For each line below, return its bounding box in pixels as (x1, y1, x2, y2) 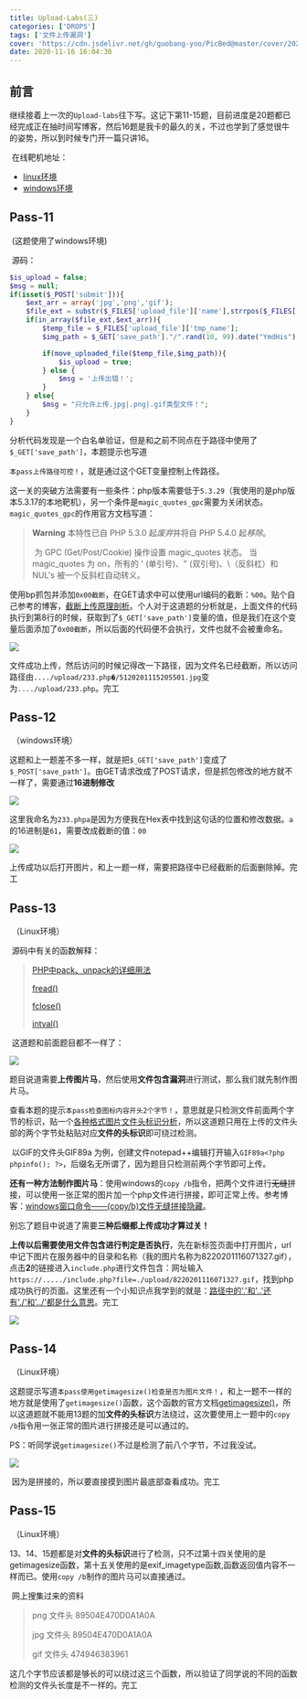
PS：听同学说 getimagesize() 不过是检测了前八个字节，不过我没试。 (9, 1439, 262, 1450)
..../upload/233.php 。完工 (17, 682, 121, 693)
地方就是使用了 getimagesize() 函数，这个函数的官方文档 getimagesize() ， (9, 1397, 283, 1408)
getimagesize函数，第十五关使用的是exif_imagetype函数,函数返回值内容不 (9, 1559, 288, 1570)
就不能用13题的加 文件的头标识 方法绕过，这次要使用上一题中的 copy (40, 1409, 291, 1420)
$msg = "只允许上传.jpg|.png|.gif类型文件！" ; (42, 400, 209, 409)
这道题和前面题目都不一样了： (11, 1037, 124, 1048)
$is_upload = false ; (9, 272, 89, 282)
